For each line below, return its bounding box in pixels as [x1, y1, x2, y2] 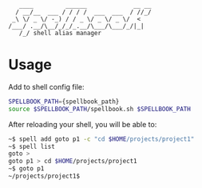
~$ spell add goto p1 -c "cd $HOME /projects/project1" [8, 134, 195, 143]
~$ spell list [8, 142, 56, 150]
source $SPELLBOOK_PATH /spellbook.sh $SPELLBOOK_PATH [8, 105, 192, 113]
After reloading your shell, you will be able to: [8, 119, 157, 129]
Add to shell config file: [8, 82, 85, 91]
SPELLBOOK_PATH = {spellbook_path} [8, 98, 120, 106]
